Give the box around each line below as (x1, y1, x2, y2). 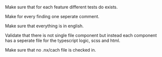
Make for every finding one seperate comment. (5, 14, 100, 19)
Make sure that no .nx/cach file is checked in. (5, 47, 96, 53)
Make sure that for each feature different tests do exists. (5, 4, 118, 10)
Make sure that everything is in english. (5, 23, 84, 29)
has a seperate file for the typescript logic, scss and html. (5, 38, 121, 43)
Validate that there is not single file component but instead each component (5, 33, 157, 38)
